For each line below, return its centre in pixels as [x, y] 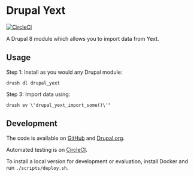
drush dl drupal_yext [33, 83]
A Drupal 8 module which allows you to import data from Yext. [83, 38]
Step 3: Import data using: [38, 94]
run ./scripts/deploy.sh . [37, 167]
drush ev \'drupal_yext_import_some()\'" [59, 105]
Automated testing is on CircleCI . [47, 149]
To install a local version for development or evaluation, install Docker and [97, 161]
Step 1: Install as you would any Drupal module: [64, 72]
